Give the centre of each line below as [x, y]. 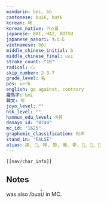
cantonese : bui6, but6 [34, 17]
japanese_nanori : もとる [36, 39]
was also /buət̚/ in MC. [34, 194]
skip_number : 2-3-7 [30, 73]
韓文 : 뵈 [16, 100]
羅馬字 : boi [20, 95]
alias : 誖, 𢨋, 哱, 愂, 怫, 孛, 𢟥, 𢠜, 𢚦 [53, 145]
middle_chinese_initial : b [40, 51]
